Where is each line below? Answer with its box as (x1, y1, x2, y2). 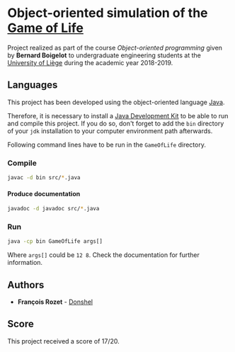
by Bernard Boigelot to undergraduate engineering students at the (7, 51, 202, 59)
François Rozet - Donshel (17, 297, 93, 306)
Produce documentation (7, 189, 81, 198)
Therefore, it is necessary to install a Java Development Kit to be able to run (7, 111, 229, 120)
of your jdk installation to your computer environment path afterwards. (7, 126, 213, 135)
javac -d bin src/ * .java (7, 174, 81, 181)
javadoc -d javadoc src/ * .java (7, 205, 100, 212)
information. (7, 259, 43, 267)
